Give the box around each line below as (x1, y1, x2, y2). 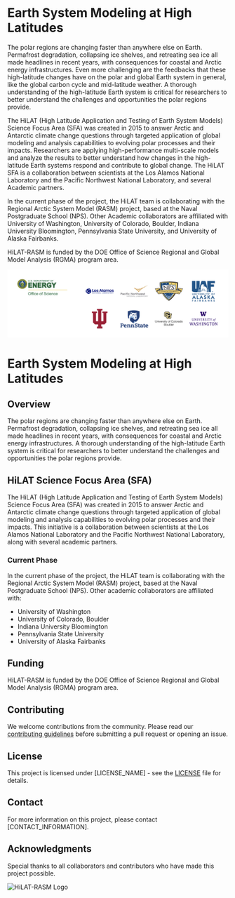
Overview (7, 398, 51, 410)
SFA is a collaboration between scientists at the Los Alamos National (7, 168, 205, 177)
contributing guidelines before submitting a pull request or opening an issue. (7, 730, 228, 738)
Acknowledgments (7, 843, 93, 855)
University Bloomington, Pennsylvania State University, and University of (7, 227, 217, 235)
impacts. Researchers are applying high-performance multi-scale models (7, 146, 220, 154)
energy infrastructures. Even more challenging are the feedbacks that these (7, 65, 227, 74)
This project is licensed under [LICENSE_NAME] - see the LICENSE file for (7, 769, 221, 777)
